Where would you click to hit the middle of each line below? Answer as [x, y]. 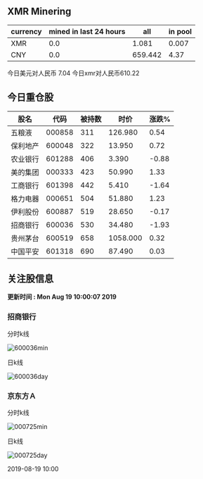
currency [26, 31]
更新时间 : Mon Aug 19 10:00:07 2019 [62, 297]
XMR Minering [39, 12]
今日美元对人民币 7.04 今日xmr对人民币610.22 [73, 73]
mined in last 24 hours [87, 31]
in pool [180, 31]
